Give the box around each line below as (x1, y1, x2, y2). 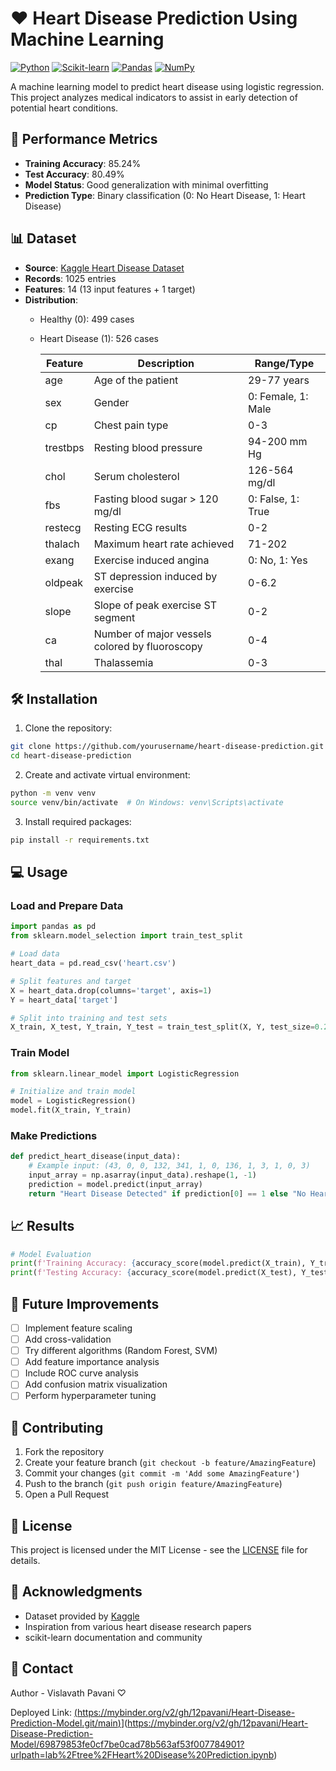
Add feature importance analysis (24, 1356, 160, 1368)
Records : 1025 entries (24, 272, 117, 284)
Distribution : (24, 293, 79, 306)
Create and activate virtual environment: (24, 769, 191, 781)
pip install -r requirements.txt (10, 835, 150, 845)
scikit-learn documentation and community (24, 1631, 203, 1643)
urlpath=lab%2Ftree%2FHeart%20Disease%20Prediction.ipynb (10, 1748, 275, 1761)
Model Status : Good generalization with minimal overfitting (24, 178, 269, 191)
